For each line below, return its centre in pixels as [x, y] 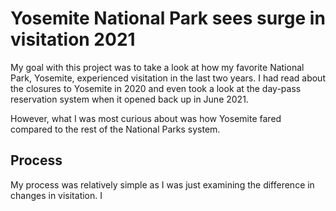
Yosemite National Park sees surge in [168, 18]
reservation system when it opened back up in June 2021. [129, 99]
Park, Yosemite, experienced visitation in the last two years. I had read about [168, 78]
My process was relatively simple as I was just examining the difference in [162, 184]
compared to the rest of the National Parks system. [115, 129]
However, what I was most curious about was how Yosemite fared [146, 118]
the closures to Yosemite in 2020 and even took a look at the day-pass [156, 88]
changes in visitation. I [56, 195]
